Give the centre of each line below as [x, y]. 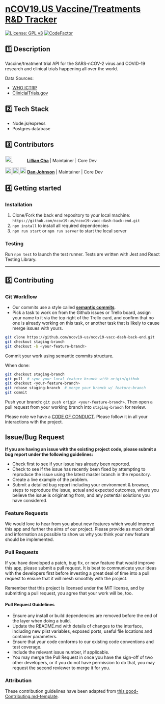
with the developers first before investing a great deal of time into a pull [77, 573]
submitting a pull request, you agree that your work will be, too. [69, 593]
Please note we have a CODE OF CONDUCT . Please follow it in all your [77, 417]
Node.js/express [29, 123]
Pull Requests [22, 552]
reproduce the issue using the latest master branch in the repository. [82, 474]
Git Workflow [21, 297]
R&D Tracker [31, 19]
